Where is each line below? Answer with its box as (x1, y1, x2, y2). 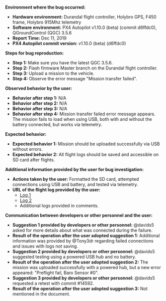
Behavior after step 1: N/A (12, 95, 67, 101)
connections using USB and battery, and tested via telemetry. (12, 182, 138, 187)
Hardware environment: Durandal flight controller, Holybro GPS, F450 (12, 14, 157, 19)
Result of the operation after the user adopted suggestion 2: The (12, 259, 148, 265)
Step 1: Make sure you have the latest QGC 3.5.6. (12, 60, 113, 65)
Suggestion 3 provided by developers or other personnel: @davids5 (12, 275, 155, 281)
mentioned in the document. (12, 291, 71, 297)
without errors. (12, 146, 43, 152)
